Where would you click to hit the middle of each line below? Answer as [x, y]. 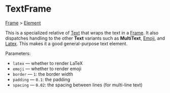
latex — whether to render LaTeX [47, 63]
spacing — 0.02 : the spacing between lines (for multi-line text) [78, 85]
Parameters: [18, 53]
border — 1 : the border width [43, 74]
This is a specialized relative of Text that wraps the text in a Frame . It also [82, 33]
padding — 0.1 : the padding [41, 79]
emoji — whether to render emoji [47, 69]
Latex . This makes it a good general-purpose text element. [66, 43]
